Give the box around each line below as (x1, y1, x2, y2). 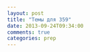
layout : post (7, 9, 44, 17)
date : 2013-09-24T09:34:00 (7, 22, 84, 29)
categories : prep (7, 35, 57, 42)
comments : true (7, 28, 50, 36)
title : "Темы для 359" (7, 16, 72, 23)
